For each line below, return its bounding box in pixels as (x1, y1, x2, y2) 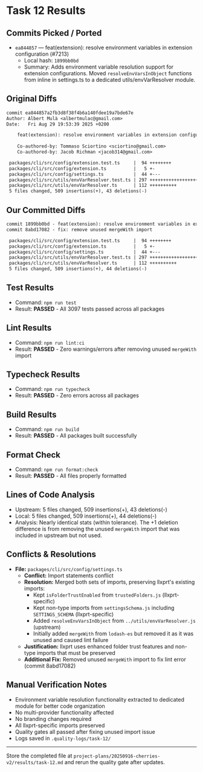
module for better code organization (14, 702, 106, 709)
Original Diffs (6, 93, 57, 104)
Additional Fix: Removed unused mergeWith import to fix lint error (24, 655, 186, 663)
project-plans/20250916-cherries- (73, 753, 161, 759)
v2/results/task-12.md (6, 759, 63, 765)
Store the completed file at (6, 752, 72, 759)
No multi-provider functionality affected (14, 708, 114, 716)
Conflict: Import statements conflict (24, 572, 114, 579)
